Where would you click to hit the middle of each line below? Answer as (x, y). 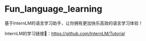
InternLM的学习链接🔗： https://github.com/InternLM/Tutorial (65, 33)
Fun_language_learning (53, 9)
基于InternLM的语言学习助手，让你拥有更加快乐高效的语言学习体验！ (74, 23)
